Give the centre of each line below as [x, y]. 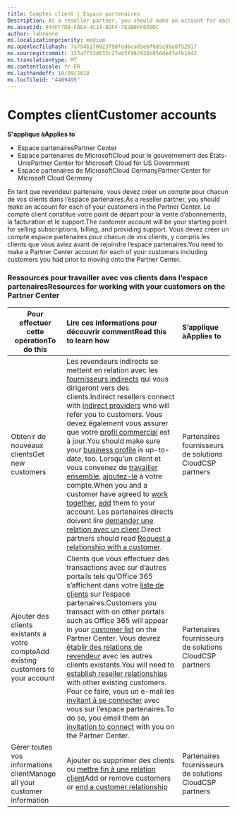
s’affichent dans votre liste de [115, 585]
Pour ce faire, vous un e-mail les [121, 691]
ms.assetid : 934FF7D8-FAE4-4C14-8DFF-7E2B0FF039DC [83, 27]
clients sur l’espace [98, 594]
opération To [35, 340]
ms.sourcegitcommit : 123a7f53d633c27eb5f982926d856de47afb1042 [102, 54]
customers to [33, 669]
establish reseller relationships [117, 673]
